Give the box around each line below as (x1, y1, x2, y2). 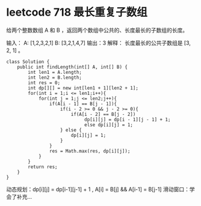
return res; (28, 163, 58, 170)
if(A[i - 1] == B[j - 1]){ (49, 100, 117, 107)
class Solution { (6, 58, 50, 65)
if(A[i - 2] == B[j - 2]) (70, 111, 136, 117)
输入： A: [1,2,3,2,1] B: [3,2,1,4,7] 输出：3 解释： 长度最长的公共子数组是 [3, (6, 39, 191, 46)
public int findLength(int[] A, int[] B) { (17, 64, 128, 70)
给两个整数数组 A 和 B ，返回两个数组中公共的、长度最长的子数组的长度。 (6, 26, 188, 34)
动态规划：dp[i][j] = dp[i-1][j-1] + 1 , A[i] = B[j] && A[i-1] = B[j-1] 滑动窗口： (6, 186, 190, 193)
